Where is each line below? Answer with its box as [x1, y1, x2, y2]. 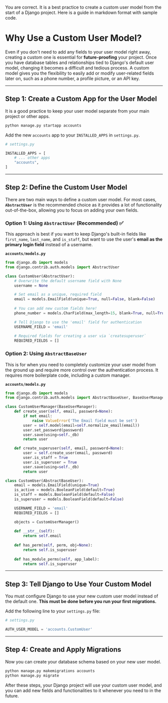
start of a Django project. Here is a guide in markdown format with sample [5, 10, 157, 16]
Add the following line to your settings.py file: [5, 608, 100, 614]
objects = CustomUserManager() [14, 519, 79, 524]
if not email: [23, 414, 52, 419]
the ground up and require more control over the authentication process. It [5, 367, 158, 373]
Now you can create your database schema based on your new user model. [5, 658, 161, 664]
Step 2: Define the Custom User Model [5, 183, 127, 192]
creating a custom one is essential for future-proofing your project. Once [5, 54, 157, 60]
